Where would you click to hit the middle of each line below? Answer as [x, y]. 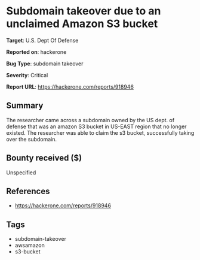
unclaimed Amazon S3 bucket [82, 24]
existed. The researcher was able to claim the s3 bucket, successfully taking [100, 132]
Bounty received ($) [44, 158]
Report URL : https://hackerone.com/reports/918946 [70, 87]
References [28, 191]
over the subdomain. [32, 139]
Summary [25, 106]
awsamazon [30, 245]
